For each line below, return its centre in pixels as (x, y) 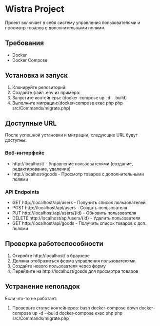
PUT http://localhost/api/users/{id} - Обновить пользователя (74, 213)
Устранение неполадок (43, 287)
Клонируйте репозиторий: (39, 87)
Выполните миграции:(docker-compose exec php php (67, 103)
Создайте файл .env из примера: (46, 92)
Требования (24, 43)
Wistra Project (35, 9)
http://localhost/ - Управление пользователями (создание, (72, 163)
